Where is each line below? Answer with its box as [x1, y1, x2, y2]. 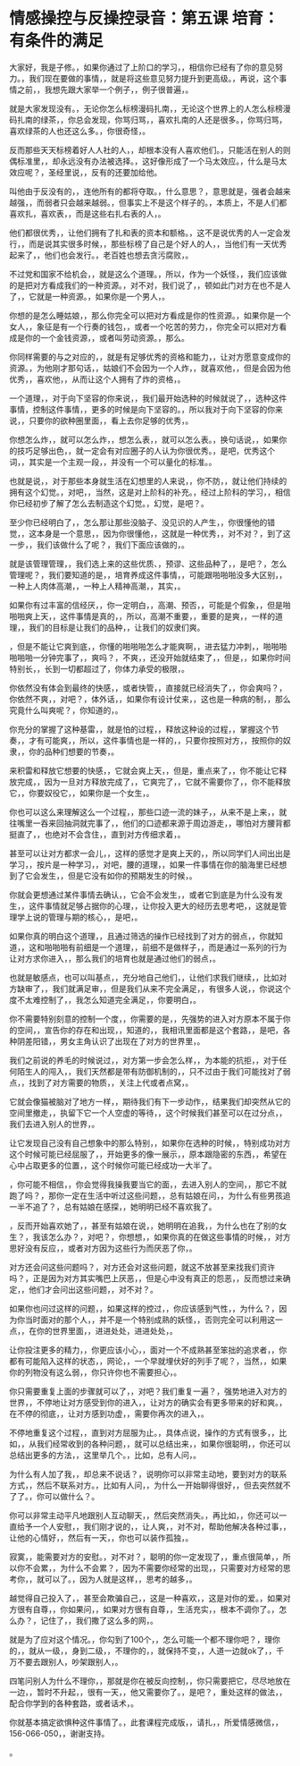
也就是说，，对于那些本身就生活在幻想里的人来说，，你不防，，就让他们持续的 [9, 475, 287, 486]
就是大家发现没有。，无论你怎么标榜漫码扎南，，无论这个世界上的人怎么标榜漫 [9, 103, 291, 114]
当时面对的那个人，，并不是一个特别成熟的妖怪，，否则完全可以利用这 [24, 1314, 275, 1325]
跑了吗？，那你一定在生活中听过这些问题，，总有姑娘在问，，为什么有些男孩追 [9, 1190, 291, 1201]
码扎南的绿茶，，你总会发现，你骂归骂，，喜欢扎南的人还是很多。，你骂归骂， [9, 114, 287, 125]
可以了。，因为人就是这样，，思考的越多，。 [44, 1574, 197, 1584]
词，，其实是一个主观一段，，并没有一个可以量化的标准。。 [9, 456, 217, 467]
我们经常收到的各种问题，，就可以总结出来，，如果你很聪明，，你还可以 [36, 1438, 291, 1449]
